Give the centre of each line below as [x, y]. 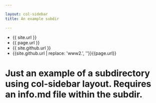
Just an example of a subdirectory [77, 73]
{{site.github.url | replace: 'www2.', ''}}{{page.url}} [64, 53]
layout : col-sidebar [27, 14]
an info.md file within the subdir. [74, 94]
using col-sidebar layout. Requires [78, 84]
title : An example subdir [32, 19]
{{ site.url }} [24, 37]
